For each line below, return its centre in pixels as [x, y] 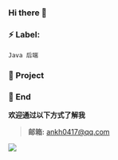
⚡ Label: [24, 34]
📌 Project [26, 76]
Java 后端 [23, 56]
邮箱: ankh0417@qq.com [69, 132]
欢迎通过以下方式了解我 [47, 115]
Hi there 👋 [28, 13]
